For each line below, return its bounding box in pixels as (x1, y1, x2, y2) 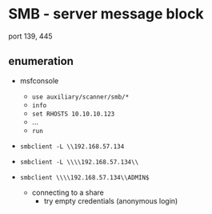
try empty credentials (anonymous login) (43, 196, 178, 205)
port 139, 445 (8, 31, 54, 41)
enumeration (8, 55, 74, 68)
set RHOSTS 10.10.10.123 (31, 110, 115, 118)
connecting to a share (31, 188, 104, 197)
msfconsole (19, 75, 59, 85)
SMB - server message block (8, 5, 204, 23)
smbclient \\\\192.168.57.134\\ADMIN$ (19, 173, 150, 181)
